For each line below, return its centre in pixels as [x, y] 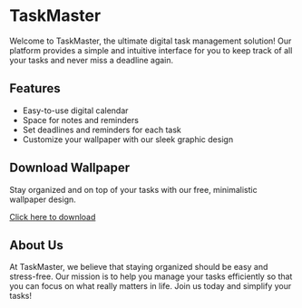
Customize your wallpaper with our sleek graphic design [128, 139]
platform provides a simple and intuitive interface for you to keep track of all [151, 50]
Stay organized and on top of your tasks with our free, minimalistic [133, 189]
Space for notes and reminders [80, 120]
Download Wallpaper [69, 168]
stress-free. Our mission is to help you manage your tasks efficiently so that [151, 276]
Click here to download [53, 217]
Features [35, 88]
